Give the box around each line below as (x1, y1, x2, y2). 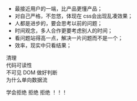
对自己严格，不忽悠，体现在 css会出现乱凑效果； (14, 12, 133, 19)
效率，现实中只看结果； (14, 42, 72, 49)
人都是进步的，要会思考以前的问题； (14, 20, 103, 26)
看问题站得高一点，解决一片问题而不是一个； (14, 35, 123, 41)
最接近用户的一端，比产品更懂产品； (14, 5, 103, 12)
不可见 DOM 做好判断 (6, 69, 58, 76)
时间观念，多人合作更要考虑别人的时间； (14, 27, 113, 34)
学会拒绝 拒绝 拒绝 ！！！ (6, 89, 68, 96)
